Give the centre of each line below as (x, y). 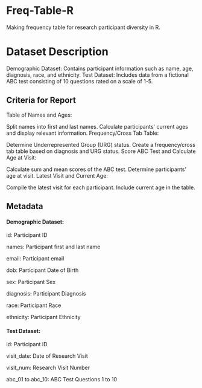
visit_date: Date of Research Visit (47, 356)
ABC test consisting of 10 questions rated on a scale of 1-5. (80, 81)
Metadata (25, 206)
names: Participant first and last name (53, 247)
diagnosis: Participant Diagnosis (46, 294)
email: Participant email (35, 259)
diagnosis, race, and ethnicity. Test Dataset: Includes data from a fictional (97, 75)
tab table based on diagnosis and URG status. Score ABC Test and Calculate (101, 151)
